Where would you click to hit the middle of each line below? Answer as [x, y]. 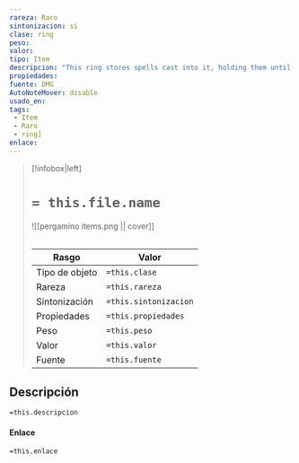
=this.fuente [134, 360]
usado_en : [28, 101]
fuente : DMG [31, 84]
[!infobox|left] [57, 168]
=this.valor [132, 345]
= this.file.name [96, 202]
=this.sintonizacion [150, 302]
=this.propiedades [145, 316]
